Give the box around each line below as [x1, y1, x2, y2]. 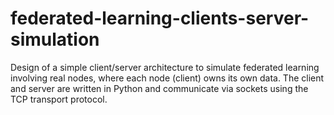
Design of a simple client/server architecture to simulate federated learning [10, 61, 320, 73]
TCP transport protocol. [10, 93, 108, 105]
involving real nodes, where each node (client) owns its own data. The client [10, 72, 325, 84]
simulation [10, 28, 100, 51]
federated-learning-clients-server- [10, 7, 310, 30]
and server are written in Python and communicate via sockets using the [10, 82, 309, 94]
